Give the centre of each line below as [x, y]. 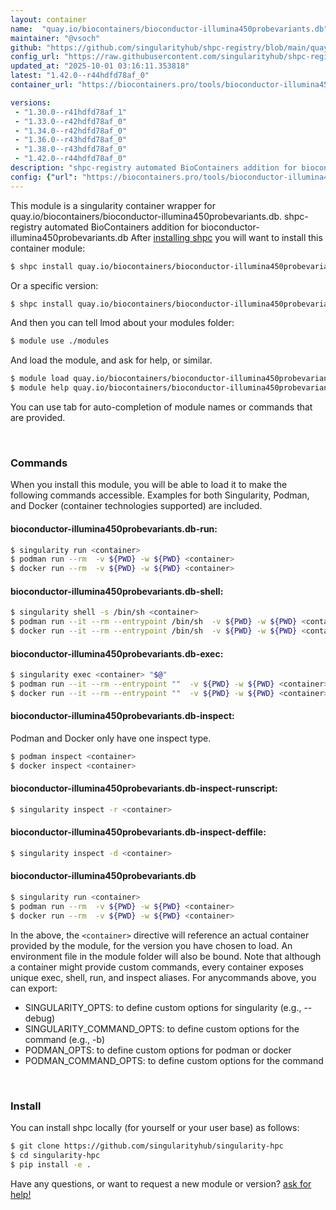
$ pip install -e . [51, 1164]
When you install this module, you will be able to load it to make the [149, 485]
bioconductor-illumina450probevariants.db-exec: [117, 653]
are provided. [38, 417]
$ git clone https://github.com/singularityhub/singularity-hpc [147, 1146]
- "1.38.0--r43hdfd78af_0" [71, 149]
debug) [40, 1018]
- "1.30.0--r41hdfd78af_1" [71, 112]
